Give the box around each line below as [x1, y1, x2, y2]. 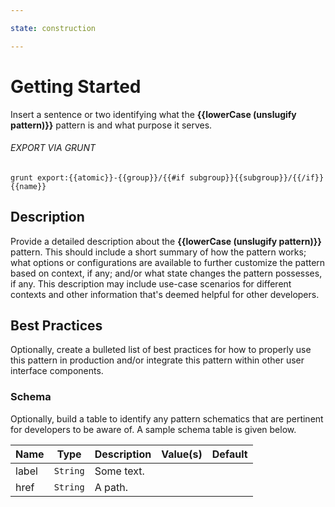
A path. [94, 480, 128, 494]
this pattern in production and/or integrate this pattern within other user [10, 354, 305, 366]
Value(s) [161, 447, 203, 461]
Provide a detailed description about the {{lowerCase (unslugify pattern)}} [10, 235, 322, 247]
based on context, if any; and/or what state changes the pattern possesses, [10, 267, 323, 279]
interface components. [10, 365, 104, 377]
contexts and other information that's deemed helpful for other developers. [10, 288, 320, 300]
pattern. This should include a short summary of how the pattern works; [10, 246, 307, 258]
